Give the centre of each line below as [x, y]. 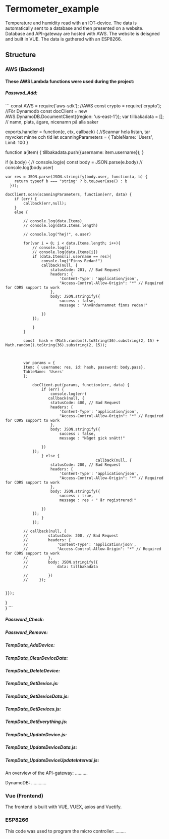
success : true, [76, 496]
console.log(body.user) [30, 167]
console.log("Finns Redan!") [72, 261]
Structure [21, 55]
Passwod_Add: [21, 93]
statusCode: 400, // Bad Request [86, 403]
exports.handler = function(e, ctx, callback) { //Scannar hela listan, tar [78, 132]
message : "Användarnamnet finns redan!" [103, 305]
